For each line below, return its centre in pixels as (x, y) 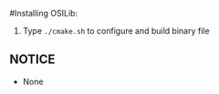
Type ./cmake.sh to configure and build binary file (116, 31)
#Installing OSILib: (44, 13)
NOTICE (32, 60)
